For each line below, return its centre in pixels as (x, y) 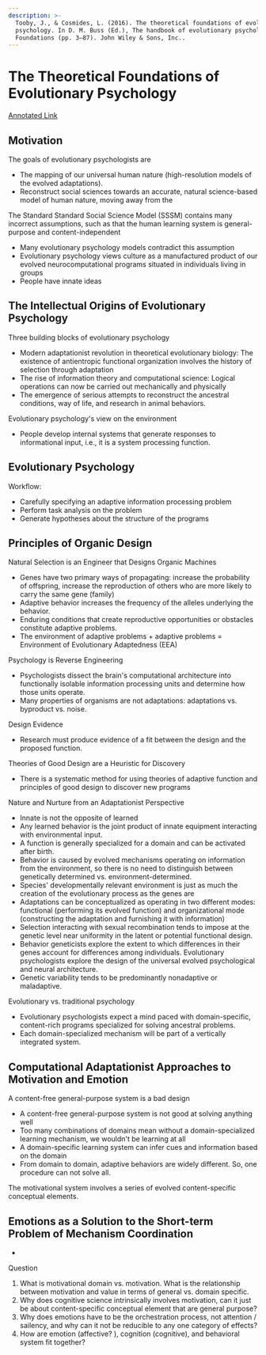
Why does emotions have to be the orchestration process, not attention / (138, 1317)
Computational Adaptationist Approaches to (120, 1067)
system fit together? (52, 1342)
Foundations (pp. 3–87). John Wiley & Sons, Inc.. (101, 38)
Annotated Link (33, 116)
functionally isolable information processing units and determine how (132, 684)
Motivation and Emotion (68, 1079)
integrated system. (50, 1042)
